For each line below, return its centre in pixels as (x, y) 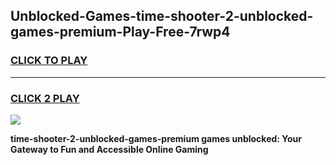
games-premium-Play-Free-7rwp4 (120, 32)
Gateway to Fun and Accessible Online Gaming (109, 149)
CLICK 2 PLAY (45, 98)
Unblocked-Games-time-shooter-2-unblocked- (162, 16)
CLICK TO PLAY (49, 61)
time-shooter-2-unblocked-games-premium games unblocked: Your (156, 138)
